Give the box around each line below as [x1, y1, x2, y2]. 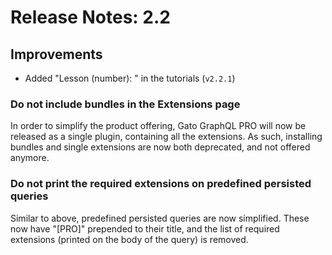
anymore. [10, 152, 50, 164]
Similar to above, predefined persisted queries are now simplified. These [10, 212, 310, 224]
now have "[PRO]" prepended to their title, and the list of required [10, 222, 280, 235]
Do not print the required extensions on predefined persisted [10, 177, 312, 191]
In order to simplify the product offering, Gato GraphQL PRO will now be [10, 120, 307, 132]
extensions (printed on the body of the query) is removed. [10, 233, 249, 245]
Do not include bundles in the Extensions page [10, 97, 241, 111]
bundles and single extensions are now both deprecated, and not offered [10, 141, 311, 153]
